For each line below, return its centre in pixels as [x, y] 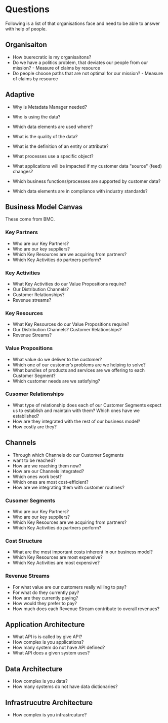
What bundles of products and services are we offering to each [79, 370]
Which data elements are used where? [53, 127]
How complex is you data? [40, 681]
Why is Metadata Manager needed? [50, 107]
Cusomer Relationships [35, 394]
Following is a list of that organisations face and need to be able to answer [83, 23]
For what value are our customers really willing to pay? [69, 587]
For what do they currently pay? [46, 592]
